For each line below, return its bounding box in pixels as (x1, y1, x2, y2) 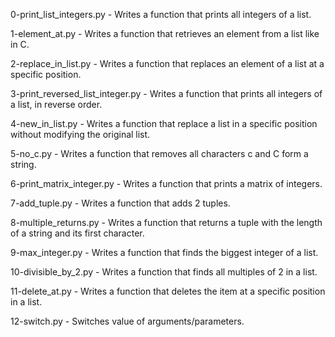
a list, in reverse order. (10, 99, 103, 110)
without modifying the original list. (10, 129, 151, 140)
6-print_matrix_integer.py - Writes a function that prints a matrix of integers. (10, 178, 323, 189)
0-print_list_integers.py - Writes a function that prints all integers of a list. (10, 9, 312, 20)
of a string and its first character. (10, 227, 145, 239)
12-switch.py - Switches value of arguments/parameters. (10, 315, 245, 327)
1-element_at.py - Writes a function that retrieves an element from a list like (10, 28, 320, 39)
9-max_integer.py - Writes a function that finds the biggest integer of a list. (10, 247, 319, 258)
